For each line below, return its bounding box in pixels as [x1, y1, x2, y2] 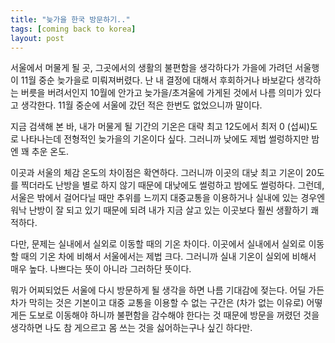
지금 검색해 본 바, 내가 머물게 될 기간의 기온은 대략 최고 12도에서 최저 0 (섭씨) [10, 121, 310, 133]
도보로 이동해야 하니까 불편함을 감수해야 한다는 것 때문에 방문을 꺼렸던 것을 [28, 309, 320, 321]
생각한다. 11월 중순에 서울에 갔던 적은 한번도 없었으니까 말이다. [20, 99, 263, 111]
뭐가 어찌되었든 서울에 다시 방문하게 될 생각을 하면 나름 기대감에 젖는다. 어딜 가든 [10, 284, 325, 296]
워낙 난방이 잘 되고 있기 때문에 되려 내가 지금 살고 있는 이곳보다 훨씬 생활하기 [10, 204, 309, 216]
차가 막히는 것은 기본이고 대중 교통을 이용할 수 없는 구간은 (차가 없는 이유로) [10, 297, 305, 309]
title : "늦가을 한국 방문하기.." [10, 14, 131, 25]
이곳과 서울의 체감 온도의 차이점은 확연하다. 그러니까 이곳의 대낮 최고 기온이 [10, 167, 304, 179]
